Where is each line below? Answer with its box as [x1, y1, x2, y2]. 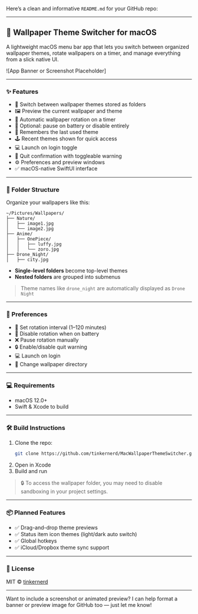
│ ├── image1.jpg [6, 221, 54, 226]
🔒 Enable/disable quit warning [14, 343, 87, 350]
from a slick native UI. [6, 55, 59, 63]
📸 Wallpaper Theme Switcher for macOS [6, 28, 157, 38]
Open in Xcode [14, 461, 51, 468]
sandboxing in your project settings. [20, 488, 108, 495]
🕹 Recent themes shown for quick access [14, 135, 117, 142]
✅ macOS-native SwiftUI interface [14, 165, 98, 172]
